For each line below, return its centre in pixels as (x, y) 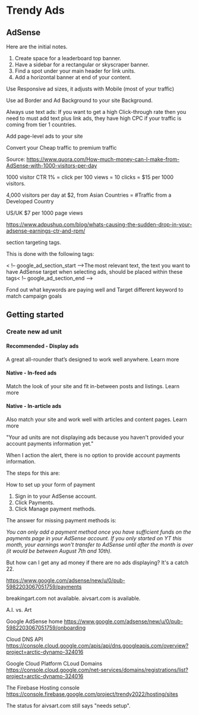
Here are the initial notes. (37, 47)
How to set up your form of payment (50, 484)
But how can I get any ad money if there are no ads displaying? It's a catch (97, 562)
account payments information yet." (50, 443)
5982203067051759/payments (44, 586)
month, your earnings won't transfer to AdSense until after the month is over (99, 544)
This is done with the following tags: (50, 254)
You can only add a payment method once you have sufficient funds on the (99, 532)
